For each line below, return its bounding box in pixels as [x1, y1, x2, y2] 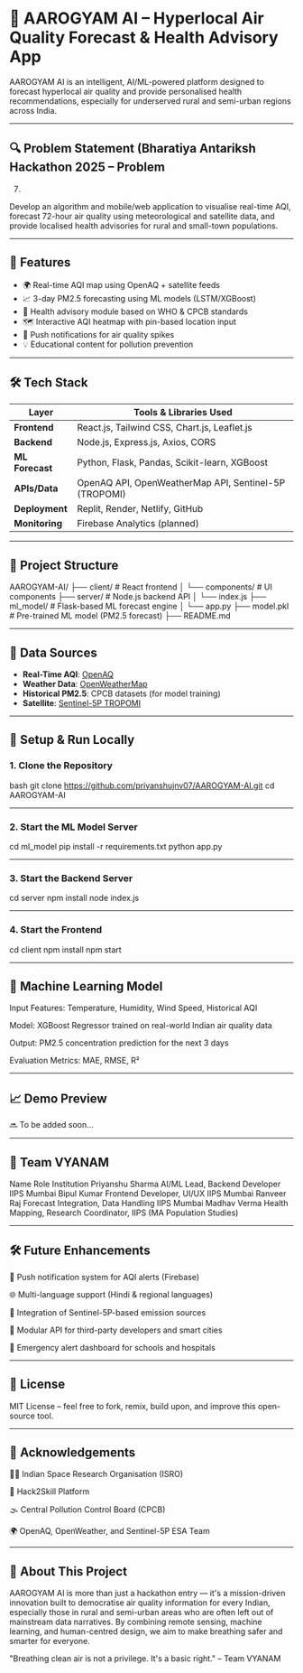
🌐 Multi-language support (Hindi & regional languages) [9, 1288, 214, 1299]
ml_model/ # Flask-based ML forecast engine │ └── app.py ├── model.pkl [9, 600, 289, 612]
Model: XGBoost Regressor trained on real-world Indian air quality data [9, 1020, 272, 1031]
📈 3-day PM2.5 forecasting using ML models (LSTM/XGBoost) [22, 293, 257, 303]
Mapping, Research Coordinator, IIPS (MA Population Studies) [9, 1207, 239, 1218]
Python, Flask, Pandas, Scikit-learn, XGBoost [76, 456, 269, 469]
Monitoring [14, 517, 63, 530]
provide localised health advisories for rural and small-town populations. [9, 220, 279, 231]
